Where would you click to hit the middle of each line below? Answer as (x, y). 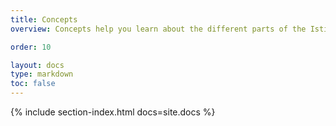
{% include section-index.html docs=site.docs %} (113, 112)
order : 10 (31, 47)
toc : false (33, 84)
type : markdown (42, 74)
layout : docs (37, 65)
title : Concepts (44, 19)
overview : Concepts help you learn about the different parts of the (158, 29)
